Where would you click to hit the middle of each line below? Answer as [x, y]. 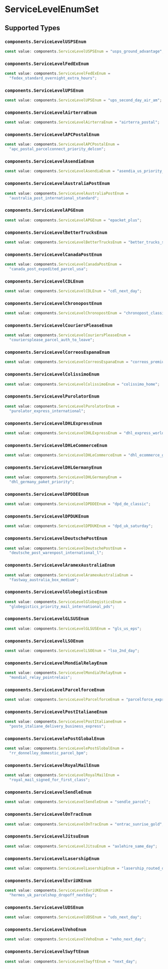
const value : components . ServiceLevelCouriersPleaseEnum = [68, 335]
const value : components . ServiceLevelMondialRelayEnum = [65, 673]
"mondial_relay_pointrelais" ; [41, 677]
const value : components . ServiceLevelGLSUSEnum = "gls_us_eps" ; [73, 628]
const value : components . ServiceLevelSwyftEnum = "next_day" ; [71, 961]
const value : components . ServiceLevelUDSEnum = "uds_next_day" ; [73, 917]
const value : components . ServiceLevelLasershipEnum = [62, 868]
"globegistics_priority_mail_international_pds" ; [62, 606]
